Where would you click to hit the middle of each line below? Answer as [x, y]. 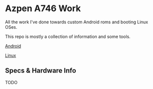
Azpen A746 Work [43, 9]
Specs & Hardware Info [41, 71]
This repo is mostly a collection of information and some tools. [68, 36]
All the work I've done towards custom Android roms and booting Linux [76, 22]
